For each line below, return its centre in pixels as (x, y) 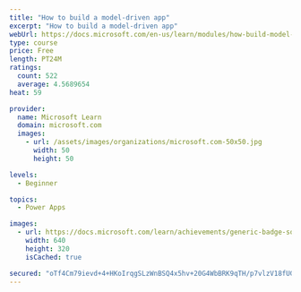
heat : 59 (26, 92)
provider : (28, 108)
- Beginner (38, 183)
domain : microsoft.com (60, 125)
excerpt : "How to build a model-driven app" (94, 26)
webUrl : (24, 34)
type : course (34, 43)
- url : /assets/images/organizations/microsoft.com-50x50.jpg (144, 142)
